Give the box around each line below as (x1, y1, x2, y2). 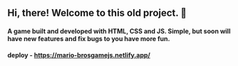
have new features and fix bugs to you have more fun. (7, 34, 170, 43)
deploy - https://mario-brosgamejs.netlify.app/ (7, 50, 151, 59)
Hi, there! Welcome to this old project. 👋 (7, 7, 187, 19)
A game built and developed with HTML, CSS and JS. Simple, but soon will (7, 26, 231, 35)
